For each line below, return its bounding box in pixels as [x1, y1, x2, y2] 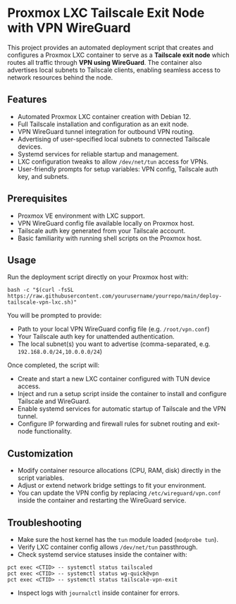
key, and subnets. [17, 172, 69, 180]
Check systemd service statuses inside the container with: [17, 550, 188, 558]
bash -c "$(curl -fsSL [7, 287, 74, 294]
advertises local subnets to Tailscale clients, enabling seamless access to [7, 66, 221, 74]
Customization [7, 448, 74, 460]
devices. [17, 142, 43, 151]
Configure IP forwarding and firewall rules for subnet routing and [17, 419, 206, 428]
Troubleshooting [7, 517, 82, 529]
